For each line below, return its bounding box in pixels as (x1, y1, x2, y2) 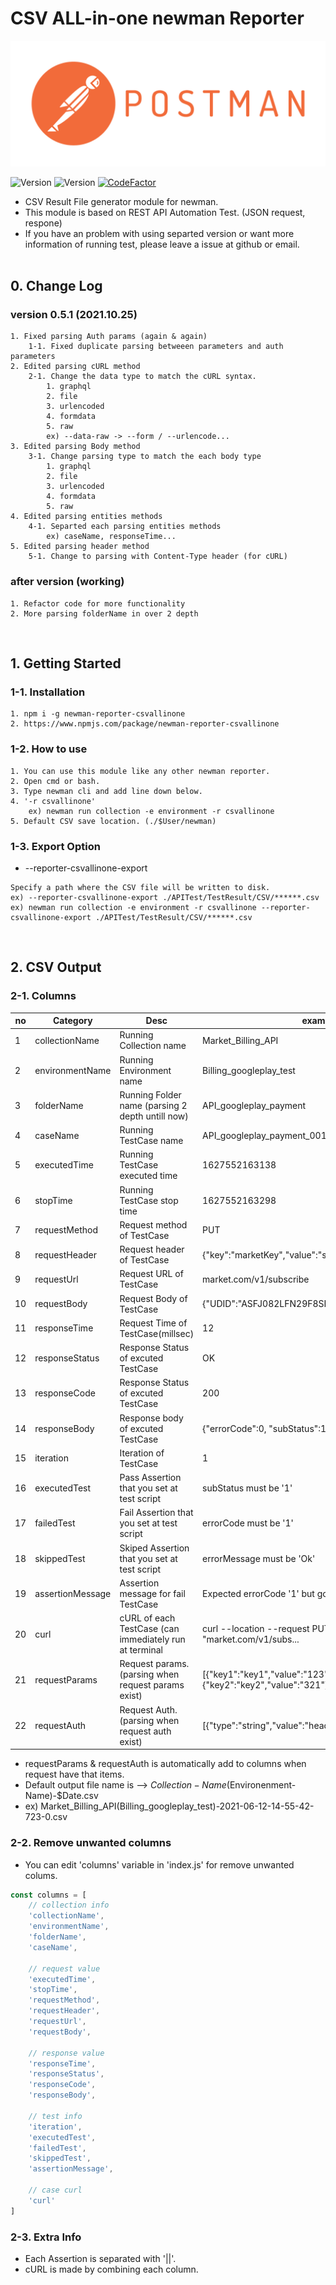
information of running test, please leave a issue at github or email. (24, 238, 300, 250)
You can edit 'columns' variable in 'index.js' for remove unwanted (24, 1858, 295, 1871)
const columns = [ (10, 1890, 87, 1900)
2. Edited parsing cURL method (10, 362, 141, 372)
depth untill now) (119, 1110, 189, 1122)
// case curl (28, 2185, 83, 2195)
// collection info (28, 1900, 110, 1911)
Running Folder (119, 1088, 182, 1101)
